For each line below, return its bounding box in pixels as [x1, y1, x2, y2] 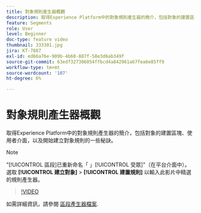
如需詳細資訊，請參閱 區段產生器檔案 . [6, 200, 99, 208]
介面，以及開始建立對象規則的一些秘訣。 [16, 137, 117, 144]
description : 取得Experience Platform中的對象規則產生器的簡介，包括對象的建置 [6, 14, 190, 20]
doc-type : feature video [6, 36, 68, 42]
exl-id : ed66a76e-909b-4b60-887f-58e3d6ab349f [6, 53, 124, 59]
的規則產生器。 [6, 176, 43, 183]
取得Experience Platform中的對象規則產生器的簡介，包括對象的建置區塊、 [6, 129, 187, 136]
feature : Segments [6, 20, 52, 26]
